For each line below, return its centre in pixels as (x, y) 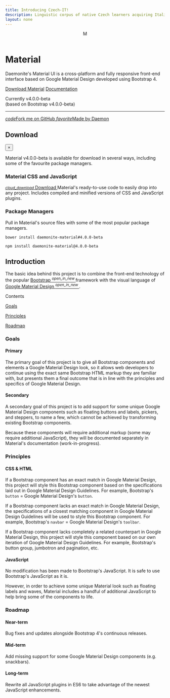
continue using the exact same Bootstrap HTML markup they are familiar (81, 373)
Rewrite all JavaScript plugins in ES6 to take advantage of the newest (78, 684)
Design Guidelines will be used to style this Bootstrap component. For (78, 517)
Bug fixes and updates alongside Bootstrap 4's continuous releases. (76, 633)
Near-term (16, 622)
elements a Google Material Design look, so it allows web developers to (80, 367)
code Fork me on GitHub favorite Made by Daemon (57, 119)
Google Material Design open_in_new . (43, 286)
